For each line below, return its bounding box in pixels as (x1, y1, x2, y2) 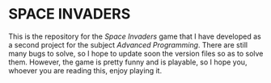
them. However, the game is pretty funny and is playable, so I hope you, (8, 57, 248, 67)
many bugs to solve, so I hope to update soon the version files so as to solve (8, 48, 264, 58)
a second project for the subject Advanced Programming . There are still (8, 39, 248, 49)
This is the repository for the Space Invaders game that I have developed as (8, 31, 261, 41)
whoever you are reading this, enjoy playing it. (8, 65, 163, 75)
